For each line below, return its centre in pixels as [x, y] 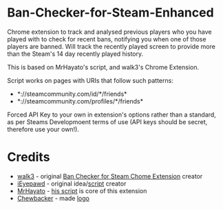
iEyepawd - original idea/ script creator [72, 183]
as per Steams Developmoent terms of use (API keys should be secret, [107, 121]
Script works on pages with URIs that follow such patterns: [90, 80]
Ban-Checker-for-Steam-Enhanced [111, 13]
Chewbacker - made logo [53, 198]
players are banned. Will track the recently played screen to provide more [111, 46]
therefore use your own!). [43, 129]
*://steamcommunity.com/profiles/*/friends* [80, 101]
